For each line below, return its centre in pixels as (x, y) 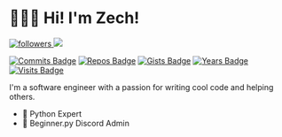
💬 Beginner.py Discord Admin (76, 123)
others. (22, 96)
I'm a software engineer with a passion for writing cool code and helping (141, 87)
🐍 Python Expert (52, 113)
